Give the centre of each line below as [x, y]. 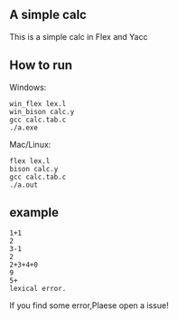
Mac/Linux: [30, 144]
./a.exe [24, 127]
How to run [41, 66]
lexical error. [38, 289]
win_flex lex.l [38, 103]
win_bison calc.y [42, 112]
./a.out [24, 185]
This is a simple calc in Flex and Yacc [79, 36]
